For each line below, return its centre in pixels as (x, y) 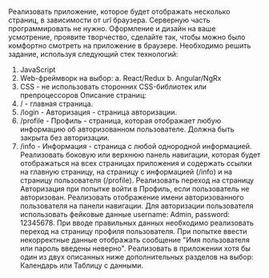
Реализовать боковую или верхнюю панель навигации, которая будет (140, 155)
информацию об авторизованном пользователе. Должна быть (127, 129)
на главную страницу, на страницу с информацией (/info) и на (126, 172)
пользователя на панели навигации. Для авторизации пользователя (137, 206)
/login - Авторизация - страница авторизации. (98, 112)
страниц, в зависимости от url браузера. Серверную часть (109, 20)
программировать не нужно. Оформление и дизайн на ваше (112, 28)
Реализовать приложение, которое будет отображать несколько (119, 12)
